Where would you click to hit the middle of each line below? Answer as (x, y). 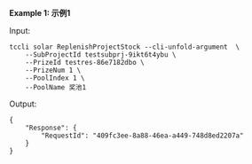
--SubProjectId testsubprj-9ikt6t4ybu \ (101, 55)
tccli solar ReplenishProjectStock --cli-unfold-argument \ (125, 47)
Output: (23, 104)
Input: (20, 31)
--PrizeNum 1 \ (53, 70)
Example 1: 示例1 (40, 13)
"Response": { (51, 128)
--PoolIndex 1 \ (55, 78)
